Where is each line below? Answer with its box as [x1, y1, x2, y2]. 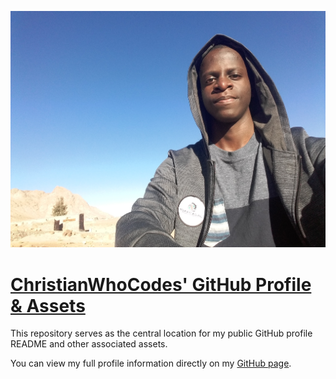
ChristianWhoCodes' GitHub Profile [10, 273, 312, 296]
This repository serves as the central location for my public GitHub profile [10, 327, 313, 340]
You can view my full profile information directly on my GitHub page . [10, 357, 292, 370]
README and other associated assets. [10, 338, 168, 350]
